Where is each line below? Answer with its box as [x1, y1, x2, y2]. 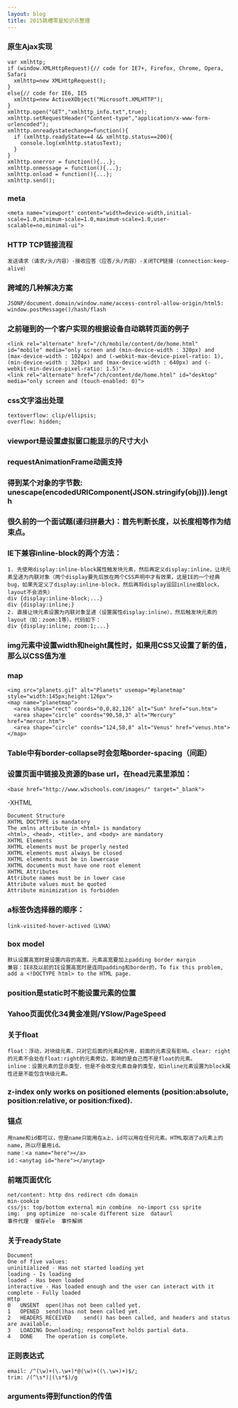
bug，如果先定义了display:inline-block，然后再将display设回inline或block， [7, 581, 222, 588]
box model [7, 939, 45, 949]
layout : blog [7, 10, 46, 18]
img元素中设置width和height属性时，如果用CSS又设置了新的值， [7, 640, 231, 650]
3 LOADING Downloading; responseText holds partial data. [7, 1327, 190, 1334]
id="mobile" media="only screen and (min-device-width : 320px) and [7, 346, 215, 353]
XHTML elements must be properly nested [7, 843, 129, 850]
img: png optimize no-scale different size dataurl [7, 1210, 173, 1217]
